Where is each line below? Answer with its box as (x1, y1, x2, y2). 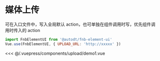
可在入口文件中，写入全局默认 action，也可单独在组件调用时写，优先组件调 (5, 21, 156, 27)
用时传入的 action (5, 27, 40, 33)
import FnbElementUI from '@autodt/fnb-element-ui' (5, 37, 112, 42)
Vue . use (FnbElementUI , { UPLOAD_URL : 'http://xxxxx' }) (5, 42, 121, 46)
